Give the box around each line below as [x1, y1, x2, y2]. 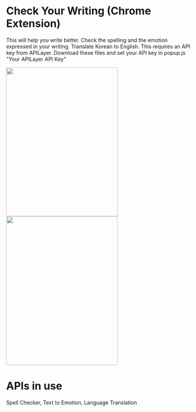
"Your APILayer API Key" [6, 55, 67, 63]
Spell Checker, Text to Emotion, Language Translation [6, 399, 138, 406]
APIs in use [6, 379, 62, 393]
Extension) [6, 17, 61, 30]
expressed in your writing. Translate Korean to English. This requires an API [6, 43, 191, 50]
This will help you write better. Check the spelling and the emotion [6, 36, 168, 43]
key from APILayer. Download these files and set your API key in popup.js [6, 49, 186, 56]
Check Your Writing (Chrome [6, 4, 151, 18]
